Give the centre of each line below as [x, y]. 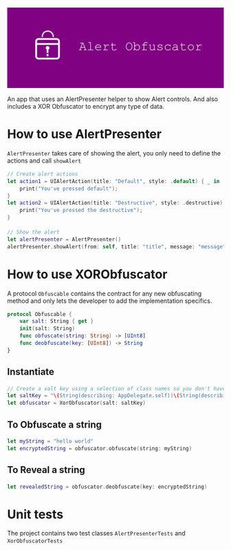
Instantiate [31, 372]
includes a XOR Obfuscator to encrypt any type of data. [86, 107]
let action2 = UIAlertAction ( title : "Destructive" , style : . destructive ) [115, 203]
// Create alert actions [43, 174]
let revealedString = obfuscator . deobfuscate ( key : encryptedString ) [107, 487]
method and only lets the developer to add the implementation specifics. [110, 301]
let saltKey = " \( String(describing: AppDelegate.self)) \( [93, 396]
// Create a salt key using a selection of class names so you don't [109, 389]
